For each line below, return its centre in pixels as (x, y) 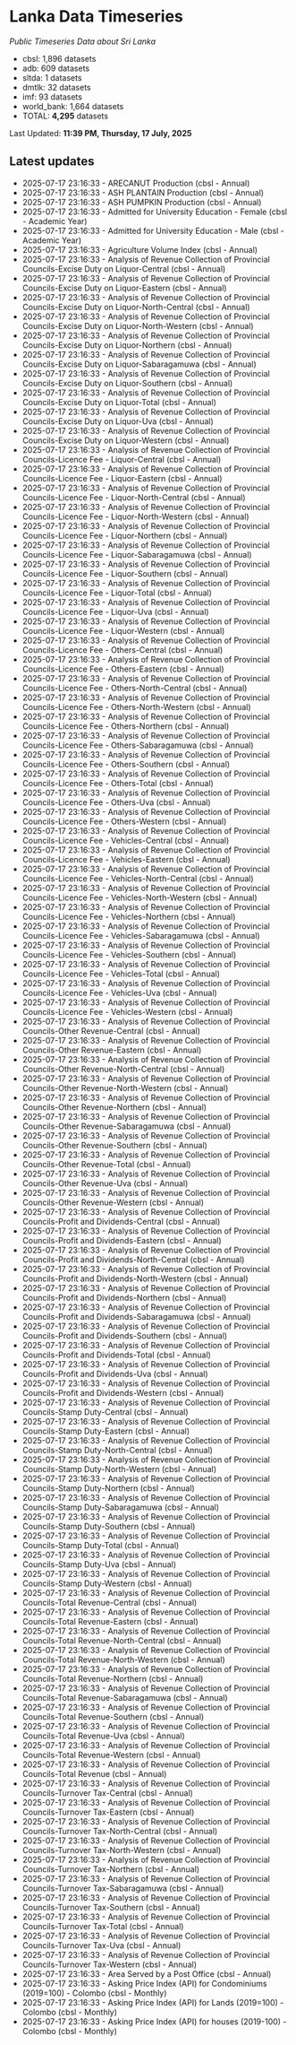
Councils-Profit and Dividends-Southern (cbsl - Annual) (125, 1335)
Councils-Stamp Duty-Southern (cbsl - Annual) (109, 1526)
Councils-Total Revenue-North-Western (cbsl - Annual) (123, 1659)
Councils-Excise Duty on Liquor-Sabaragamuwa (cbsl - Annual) (139, 364)
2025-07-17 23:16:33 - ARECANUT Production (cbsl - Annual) (136, 183)
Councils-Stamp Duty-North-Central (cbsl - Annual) (117, 1450)
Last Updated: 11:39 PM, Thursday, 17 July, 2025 (101, 133)
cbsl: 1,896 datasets (59, 58)
